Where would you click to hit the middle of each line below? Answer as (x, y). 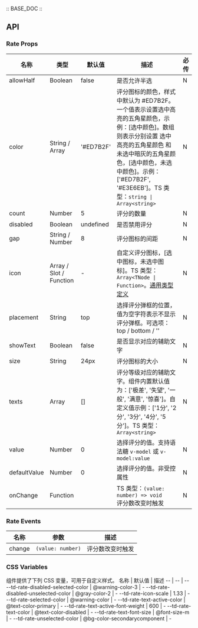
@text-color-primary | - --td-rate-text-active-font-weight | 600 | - (86, 606)
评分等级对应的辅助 (143, 372)
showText (22, 345)
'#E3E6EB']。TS (139, 187)
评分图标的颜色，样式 (146, 92)
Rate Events (24, 521)
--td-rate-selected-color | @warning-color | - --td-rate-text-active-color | (96, 600)
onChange (24, 495)
